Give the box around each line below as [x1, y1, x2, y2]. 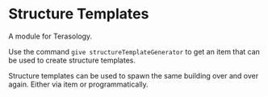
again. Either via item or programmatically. [8, 79, 149, 89]
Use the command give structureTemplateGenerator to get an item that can [8, 46, 261, 56]
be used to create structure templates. [8, 55, 136, 65]
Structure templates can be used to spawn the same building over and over [8, 71, 259, 80]
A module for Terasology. [8, 31, 93, 41]
